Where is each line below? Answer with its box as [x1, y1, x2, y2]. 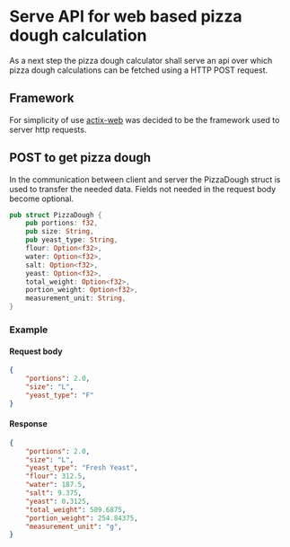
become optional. [9, 193, 75, 204]
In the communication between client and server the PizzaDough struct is [9, 173, 281, 185]
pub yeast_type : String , [25, 235, 119, 244]
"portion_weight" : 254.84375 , [25, 514, 139, 523]
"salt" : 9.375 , [25, 489, 83, 498]
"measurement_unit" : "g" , [25, 522, 123, 531]
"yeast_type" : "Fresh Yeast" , [25, 463, 139, 472]
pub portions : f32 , [25, 218, 99, 228]
